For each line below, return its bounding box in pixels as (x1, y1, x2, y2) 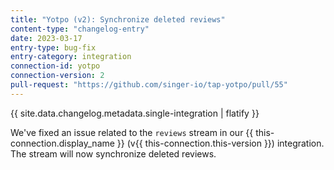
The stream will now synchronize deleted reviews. (10, 147, 217, 160)
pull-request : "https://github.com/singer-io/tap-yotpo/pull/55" (10, 80, 288, 90)
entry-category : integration (10, 52, 132, 62)
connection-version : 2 (10, 71, 105, 81)
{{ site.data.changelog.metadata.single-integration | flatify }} (10, 107, 260, 119)
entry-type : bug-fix (10, 42, 97, 53)
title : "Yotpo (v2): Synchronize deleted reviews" (10, 14, 226, 25)
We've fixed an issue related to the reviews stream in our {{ (10, 126, 254, 138)
